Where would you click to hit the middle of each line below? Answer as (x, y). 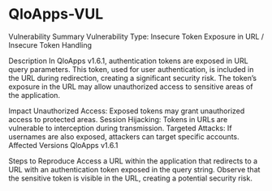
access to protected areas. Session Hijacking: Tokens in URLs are (118, 119)
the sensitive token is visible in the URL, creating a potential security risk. (131, 178)
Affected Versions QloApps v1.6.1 (63, 145)
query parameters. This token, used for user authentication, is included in (131, 69)
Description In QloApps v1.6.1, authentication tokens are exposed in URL (129, 61)
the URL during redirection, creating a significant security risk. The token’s (133, 78)
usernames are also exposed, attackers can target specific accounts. (124, 136)
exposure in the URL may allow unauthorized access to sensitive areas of (131, 87)
